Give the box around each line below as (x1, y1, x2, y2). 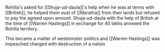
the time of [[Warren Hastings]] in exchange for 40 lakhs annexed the (5, 20, 150, 26)
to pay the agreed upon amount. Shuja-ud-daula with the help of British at (5, 15, 159, 21)
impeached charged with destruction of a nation (5, 41, 105, 47)
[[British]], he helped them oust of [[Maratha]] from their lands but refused (5, 10, 160, 16)
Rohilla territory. (5, 26, 38, 32)
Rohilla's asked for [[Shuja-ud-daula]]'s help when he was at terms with (5, 5, 155, 10)
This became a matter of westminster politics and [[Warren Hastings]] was (5, 35, 160, 41)
